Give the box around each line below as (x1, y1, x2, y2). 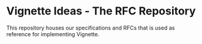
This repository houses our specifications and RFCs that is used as (6, 24, 175, 31)
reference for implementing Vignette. (6, 30, 100, 37)
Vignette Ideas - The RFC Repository (6, 4, 196, 18)
